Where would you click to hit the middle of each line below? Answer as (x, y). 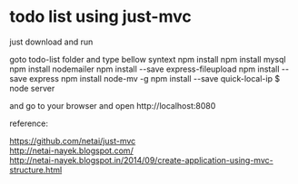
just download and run (51, 42)
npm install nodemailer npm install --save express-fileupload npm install (144, 69)
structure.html (36, 169)
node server (32, 88)
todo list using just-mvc (101, 17)
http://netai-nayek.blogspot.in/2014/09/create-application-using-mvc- (142, 160)
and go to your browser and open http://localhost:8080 (113, 105)
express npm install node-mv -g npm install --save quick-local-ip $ (154, 78)
